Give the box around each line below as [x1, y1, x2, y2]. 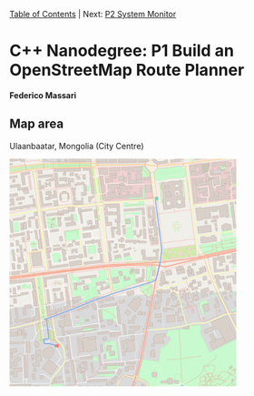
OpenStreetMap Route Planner [9, 60, 245, 81]
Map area [9, 117, 64, 132]
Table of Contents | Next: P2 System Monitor [9, 9, 177, 19]
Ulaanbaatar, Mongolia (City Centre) [9, 140, 144, 151]
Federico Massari [9, 89, 77, 100]
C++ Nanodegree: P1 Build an [9, 41, 234, 61]
